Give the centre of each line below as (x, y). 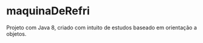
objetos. (16, 33)
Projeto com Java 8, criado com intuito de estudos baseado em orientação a (101, 27)
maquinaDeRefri (48, 11)
